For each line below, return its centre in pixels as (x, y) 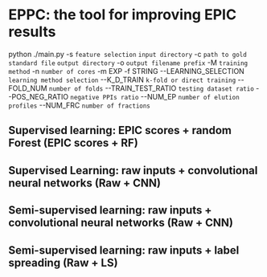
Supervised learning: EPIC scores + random (120, 130)
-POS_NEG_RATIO (39, 96)
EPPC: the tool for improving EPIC (123, 15)
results (32, 32)
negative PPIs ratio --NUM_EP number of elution (155, 96)
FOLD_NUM (28, 88)
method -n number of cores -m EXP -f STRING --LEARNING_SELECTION (127, 71)
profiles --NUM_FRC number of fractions (80, 105)
